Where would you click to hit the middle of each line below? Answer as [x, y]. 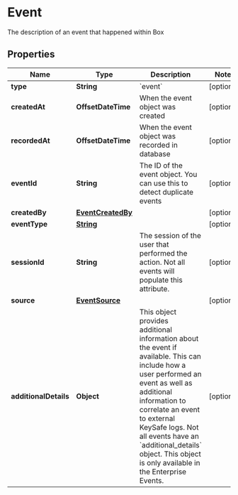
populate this [161, 280]
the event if [158, 347]
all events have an [169, 436]
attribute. [154, 288]
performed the [163, 253]
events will [157, 271]
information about [169, 338]
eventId [24, 183]
